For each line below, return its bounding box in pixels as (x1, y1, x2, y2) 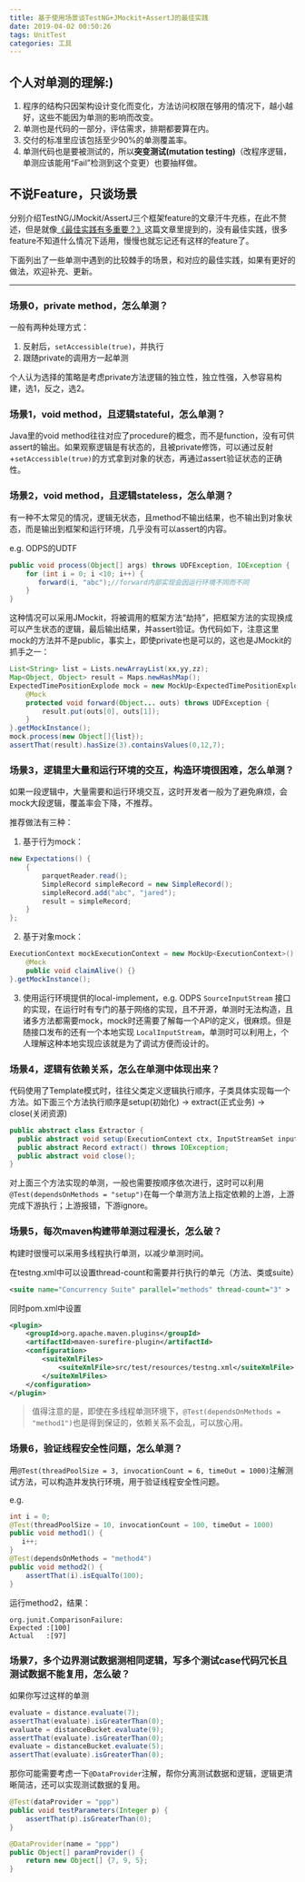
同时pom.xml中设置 (9, 1303, 82, 1313)
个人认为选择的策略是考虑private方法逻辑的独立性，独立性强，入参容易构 (9, 372, 282, 383)
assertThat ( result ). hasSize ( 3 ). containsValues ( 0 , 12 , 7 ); (9, 740, 225, 750)
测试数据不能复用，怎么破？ (9, 1667, 131, 1680)
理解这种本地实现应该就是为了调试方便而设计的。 (30, 1038, 214, 1049)
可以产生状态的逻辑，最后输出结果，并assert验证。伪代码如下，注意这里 (9, 624, 280, 635)
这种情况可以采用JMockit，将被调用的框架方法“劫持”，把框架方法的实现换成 (9, 612, 293, 623)
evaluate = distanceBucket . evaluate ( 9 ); (9, 1725, 165, 1734)
